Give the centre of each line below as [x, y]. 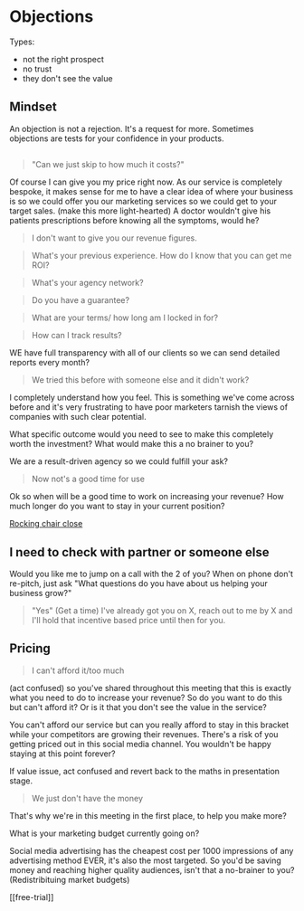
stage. [21, 781]
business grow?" [41, 593]
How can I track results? [76, 336]
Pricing [30, 649]
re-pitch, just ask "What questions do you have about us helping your [139, 583]
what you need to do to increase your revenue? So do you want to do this [146, 697]
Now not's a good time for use [88, 479]
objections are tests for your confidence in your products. [117, 138]
